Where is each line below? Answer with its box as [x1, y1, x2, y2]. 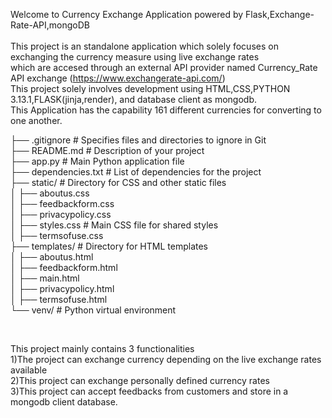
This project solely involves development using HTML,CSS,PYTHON [10, 83, 291, 94]
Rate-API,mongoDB [10, 19, 90, 31]
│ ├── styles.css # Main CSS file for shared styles [10, 219, 219, 231]
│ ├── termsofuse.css [10, 230, 104, 241]
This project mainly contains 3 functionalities [10, 343, 195, 354]
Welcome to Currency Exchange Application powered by [10, 9, 244, 20]
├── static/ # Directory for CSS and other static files [10, 177, 227, 188]
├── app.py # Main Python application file [10, 155, 185, 167]
